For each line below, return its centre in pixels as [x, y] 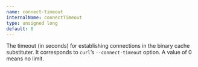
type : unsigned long [32, 23]
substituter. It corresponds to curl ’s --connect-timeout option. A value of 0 [99, 53]
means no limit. [25, 59]
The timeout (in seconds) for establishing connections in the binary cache [98, 46]
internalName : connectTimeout [44, 18]
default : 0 [20, 29]
